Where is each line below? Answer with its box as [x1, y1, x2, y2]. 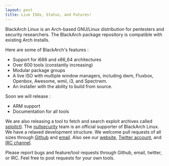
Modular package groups [12, 67, 66, 73]
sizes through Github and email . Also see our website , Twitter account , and [5, 134, 162, 140]
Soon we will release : [5, 93, 51, 99]
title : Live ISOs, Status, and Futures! [5, 12, 92, 17]
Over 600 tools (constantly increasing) [12, 62, 93, 68]
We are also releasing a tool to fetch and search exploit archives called [5, 118, 153, 124]
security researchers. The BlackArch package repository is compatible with [5, 31, 163, 37]
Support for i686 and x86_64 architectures [12, 56, 102, 62]
